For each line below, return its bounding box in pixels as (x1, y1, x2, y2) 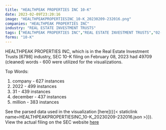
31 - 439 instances (12, 88, 51, 94)
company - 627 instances (12, 78, 65, 84)
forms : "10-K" (5, 35, 35, 40)
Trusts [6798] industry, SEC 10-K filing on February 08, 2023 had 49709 (5, 53, 152, 59)
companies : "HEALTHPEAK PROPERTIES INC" (5, 21, 90, 26)
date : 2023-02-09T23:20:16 (5, 12, 61, 17)
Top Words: (5, 68, 29, 74)
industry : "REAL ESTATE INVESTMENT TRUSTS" (5, 26, 96, 31)
